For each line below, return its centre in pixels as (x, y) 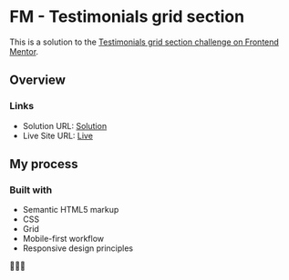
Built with (31, 190)
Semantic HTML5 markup (71, 210)
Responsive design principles (78, 248)
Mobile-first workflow (63, 239)
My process (44, 164)
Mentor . (24, 51)
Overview (38, 80)
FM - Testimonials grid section (127, 17)
